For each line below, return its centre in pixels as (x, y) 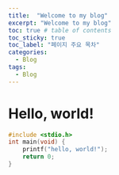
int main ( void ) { (37, 142)
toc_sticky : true (37, 38)
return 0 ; (39, 157)
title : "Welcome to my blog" (58, 15)
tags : (17, 67)
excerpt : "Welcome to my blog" (60, 23)
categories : (28, 52)
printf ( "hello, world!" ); (65, 150)
